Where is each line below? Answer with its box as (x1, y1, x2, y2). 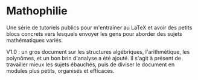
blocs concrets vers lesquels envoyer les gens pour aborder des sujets (6, 30, 182, 37)
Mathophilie (6, 4, 68, 18)
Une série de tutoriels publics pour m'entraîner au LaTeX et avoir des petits (6, 24, 193, 31)
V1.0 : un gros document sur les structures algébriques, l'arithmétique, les (6, 48, 190, 55)
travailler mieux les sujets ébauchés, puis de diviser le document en (6, 61, 175, 68)
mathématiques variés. (6, 36, 63, 44)
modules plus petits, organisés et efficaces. (6, 67, 115, 74)
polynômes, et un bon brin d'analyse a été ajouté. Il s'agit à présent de (6, 54, 181, 61)
